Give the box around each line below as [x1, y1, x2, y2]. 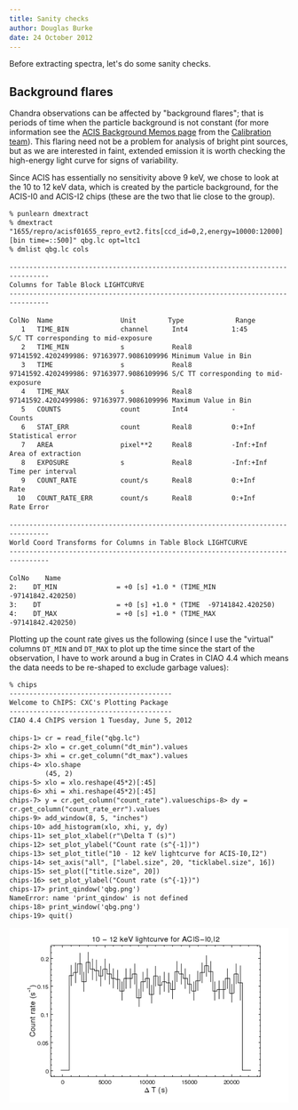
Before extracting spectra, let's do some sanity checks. [9, 59, 211, 69]
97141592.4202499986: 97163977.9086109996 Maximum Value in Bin [9, 396, 252, 405]
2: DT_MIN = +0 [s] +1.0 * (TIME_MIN [9, 583, 216, 592]
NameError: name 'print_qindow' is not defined [9, 894, 189, 903]
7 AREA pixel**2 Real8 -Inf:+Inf [20, 441, 268, 450]
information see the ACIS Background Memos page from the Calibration [9, 127, 272, 138]
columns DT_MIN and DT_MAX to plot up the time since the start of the [9, 643, 255, 654]
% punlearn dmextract [9, 210, 90, 219]
